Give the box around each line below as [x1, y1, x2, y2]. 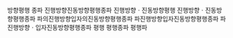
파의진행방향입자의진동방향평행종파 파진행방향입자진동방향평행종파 [37, 15, 219, 23]
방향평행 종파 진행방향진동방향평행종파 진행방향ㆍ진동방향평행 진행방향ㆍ [7, 6, 206, 14]
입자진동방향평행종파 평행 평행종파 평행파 [35, 23, 148, 31]
